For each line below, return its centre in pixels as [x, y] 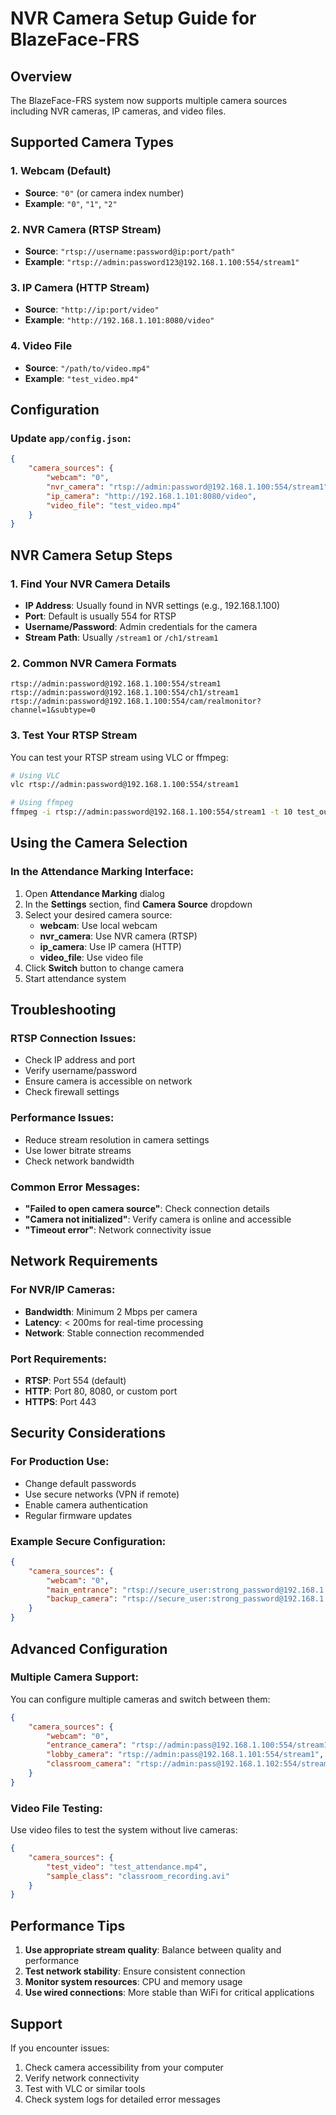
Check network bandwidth [79, 1161]
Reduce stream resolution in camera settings [117, 1139]
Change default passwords [80, 1483]
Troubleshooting [63, 1010]
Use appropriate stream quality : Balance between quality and [153, 1950]
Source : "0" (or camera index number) [104, 193]
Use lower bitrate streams [78, 1150]
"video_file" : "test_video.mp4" [114, 505]
